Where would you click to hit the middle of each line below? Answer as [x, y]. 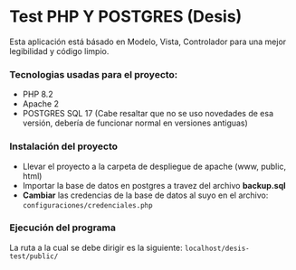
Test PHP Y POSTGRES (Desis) [126, 17]
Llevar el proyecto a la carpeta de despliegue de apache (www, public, [154, 166]
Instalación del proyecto [64, 146]
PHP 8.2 [38, 94]
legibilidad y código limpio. [59, 51]
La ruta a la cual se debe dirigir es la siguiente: [96, 247]
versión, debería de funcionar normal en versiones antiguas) [135, 123]
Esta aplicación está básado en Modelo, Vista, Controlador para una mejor [148, 42]
